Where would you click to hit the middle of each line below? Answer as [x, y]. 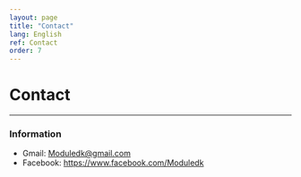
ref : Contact [34, 42]
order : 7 [26, 51]
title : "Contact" [42, 26]
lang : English [36, 34]
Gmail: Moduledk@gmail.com [77, 154]
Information [35, 133]
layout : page [34, 17]
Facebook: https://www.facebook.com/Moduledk [113, 163]
